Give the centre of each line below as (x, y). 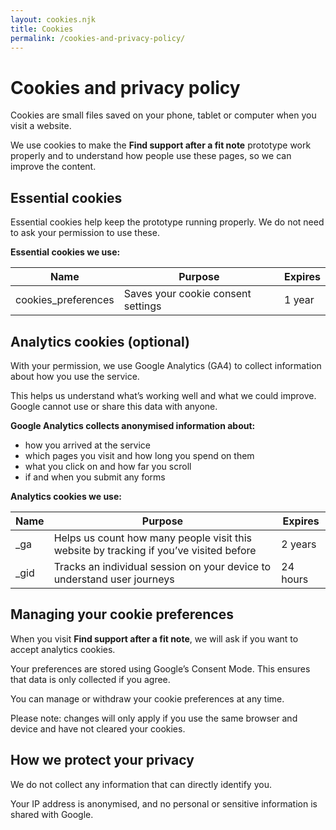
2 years (299, 544)
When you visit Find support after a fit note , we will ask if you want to (154, 638)
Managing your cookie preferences (122, 614)
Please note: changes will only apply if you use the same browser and (154, 718)
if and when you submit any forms (95, 477)
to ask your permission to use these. (85, 233)
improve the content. (53, 167)
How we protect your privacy (102, 760)
